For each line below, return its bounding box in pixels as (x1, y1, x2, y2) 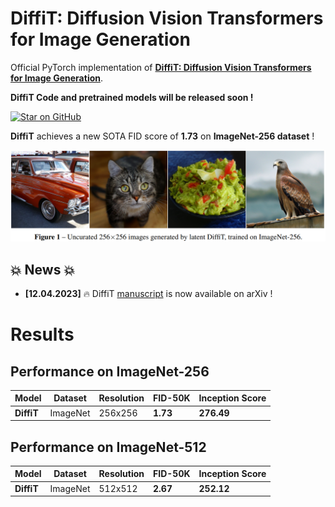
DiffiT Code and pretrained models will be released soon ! (10, 91, 254, 103)
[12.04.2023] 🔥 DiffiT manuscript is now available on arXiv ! (24, 287, 273, 299)
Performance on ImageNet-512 (10, 438, 207, 456)
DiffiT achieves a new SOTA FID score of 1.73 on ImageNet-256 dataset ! (10, 130, 315, 142)
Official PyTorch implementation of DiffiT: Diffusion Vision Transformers (10, 61, 312, 73)
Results (10, 323, 75, 346)
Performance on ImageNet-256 (10, 363, 210, 380)
